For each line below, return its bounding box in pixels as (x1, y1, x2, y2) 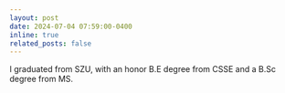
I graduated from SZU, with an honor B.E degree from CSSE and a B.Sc (9, 64, 277, 75)
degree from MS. (9, 74, 74, 85)
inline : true (9, 30, 59, 39)
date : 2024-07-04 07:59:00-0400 (9, 22, 132, 31)
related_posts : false (9, 38, 92, 48)
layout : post (9, 13, 59, 23)
